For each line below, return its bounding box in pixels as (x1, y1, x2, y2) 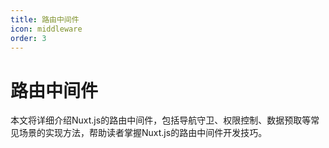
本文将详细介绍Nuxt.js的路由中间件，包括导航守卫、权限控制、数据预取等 (10, 114, 312, 126)
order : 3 (10, 33, 47, 43)
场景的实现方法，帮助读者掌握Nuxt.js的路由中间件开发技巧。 (18, 127, 268, 139)
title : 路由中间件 (10, 14, 80, 25)
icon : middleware (10, 24, 83, 34)
